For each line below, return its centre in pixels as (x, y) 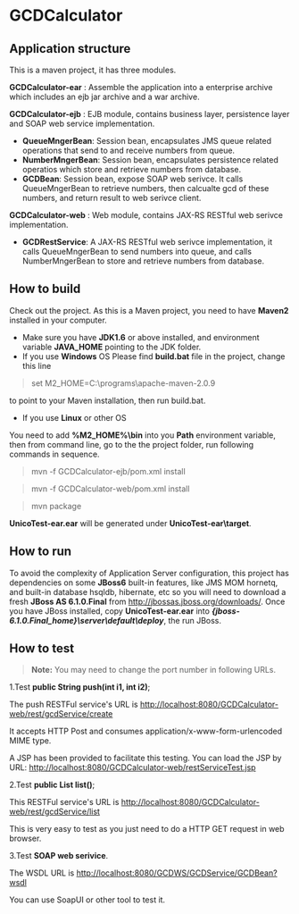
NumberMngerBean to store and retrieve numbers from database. (143, 261)
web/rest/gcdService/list (55, 812)
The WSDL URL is (42, 873)
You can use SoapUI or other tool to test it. (87, 900)
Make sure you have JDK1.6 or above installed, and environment (141, 337)
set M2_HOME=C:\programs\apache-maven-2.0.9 (123, 383)
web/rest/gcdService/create (61, 714)
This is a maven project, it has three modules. (93, 70)
